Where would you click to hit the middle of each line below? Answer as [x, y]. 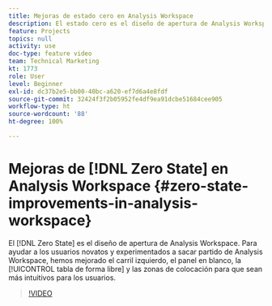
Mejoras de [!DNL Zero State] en [119, 169]
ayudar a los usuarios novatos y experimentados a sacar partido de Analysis [136, 252]
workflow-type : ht [39, 106]
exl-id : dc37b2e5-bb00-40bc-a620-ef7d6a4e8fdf [88, 91]
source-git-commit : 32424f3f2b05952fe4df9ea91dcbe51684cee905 [115, 99]
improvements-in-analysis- [103, 203]
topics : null [30, 39]
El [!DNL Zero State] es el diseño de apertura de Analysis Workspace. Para [133, 243]
